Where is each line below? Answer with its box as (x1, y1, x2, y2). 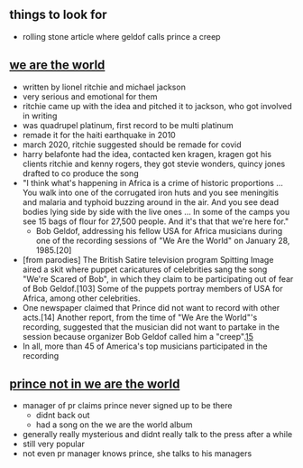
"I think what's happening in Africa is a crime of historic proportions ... (22, 177, 284, 188)
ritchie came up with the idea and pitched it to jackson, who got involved (22, 100, 293, 111)
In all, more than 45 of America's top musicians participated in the (22, 341, 268, 351)
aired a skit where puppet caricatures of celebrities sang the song (22, 264, 268, 275)
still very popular (22, 438, 86, 450)
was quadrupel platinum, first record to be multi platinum (22, 119, 234, 130)
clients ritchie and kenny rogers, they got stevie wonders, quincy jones (22, 158, 286, 169)
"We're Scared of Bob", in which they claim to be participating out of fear (22, 273, 294, 284)
